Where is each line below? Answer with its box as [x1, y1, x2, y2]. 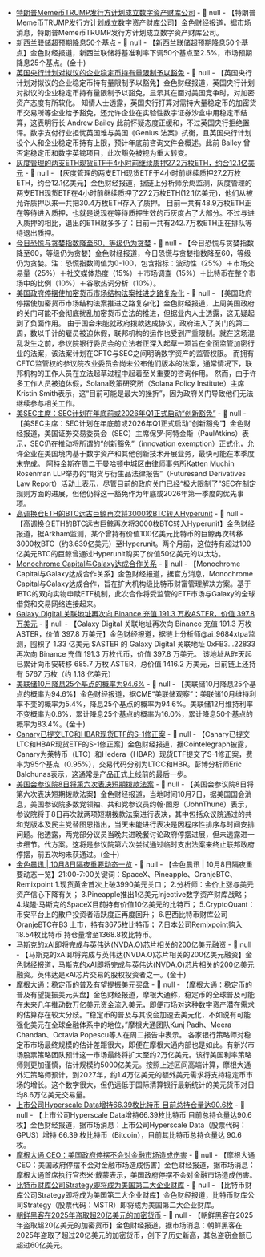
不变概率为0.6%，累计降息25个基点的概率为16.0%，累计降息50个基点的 [15, 709, 254, 718]
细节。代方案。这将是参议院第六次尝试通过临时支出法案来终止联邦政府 [22, 839, 255, 849]
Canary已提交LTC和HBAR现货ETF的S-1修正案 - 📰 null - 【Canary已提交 [15, 730, 251, 738]
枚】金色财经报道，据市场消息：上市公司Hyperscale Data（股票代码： [15, 1120, 247, 1130]
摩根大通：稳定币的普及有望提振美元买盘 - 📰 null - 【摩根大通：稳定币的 [15, 980, 252, 989]
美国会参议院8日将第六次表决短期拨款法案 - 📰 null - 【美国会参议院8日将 [15, 779, 255, 789]
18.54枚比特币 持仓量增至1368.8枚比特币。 [15, 930, 156, 939]
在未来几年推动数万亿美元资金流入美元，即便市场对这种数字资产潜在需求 [15, 1000, 255, 1009]
